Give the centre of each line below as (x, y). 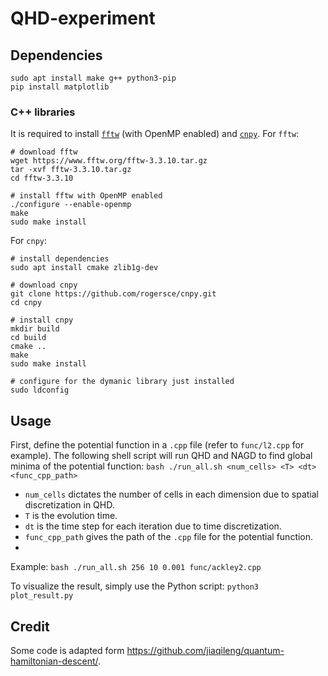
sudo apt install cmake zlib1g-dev (84, 268)
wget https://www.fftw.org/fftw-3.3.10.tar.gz (109, 161)
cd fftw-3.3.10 (42, 178)
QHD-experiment (83, 18)
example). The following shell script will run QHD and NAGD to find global (161, 456)
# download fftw (44, 152)
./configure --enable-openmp (71, 205)
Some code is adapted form (67, 650)
